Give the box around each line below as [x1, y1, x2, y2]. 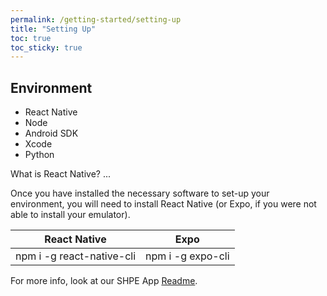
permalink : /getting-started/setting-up [10, 14, 182, 25]
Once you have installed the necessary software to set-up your [10, 187, 270, 200]
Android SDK [24, 127, 79, 140]
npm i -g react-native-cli [15, 249, 137, 263]
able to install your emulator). [10, 209, 131, 221]
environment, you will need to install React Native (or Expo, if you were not [10, 198, 317, 210]
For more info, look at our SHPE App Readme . [10, 275, 198, 287]
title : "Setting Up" [10, 24, 97, 34]
